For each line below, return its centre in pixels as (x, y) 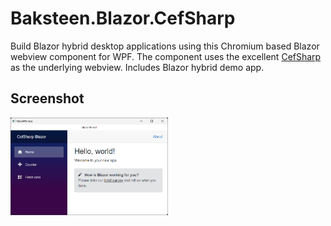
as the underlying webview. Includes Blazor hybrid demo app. (137, 67)
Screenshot (47, 98)
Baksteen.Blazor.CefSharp (123, 18)
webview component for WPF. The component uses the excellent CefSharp (166, 56)
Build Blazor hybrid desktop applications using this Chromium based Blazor (165, 46)
